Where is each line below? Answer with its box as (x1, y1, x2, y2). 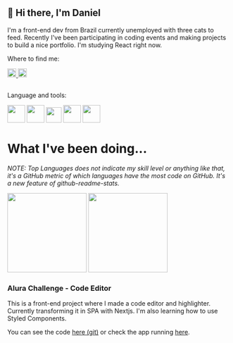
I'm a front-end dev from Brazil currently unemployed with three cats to (7, 25, 215, 34)
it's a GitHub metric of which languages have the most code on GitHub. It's (7, 172, 226, 180)
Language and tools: (7, 91, 67, 99)
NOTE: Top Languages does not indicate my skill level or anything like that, (7, 164, 225, 173)
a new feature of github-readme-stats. (7, 179, 120, 187)
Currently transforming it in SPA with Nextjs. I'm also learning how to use (7, 307, 218, 316)
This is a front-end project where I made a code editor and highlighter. (7, 299, 211, 308)
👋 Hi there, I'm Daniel (7, 7, 101, 19)
